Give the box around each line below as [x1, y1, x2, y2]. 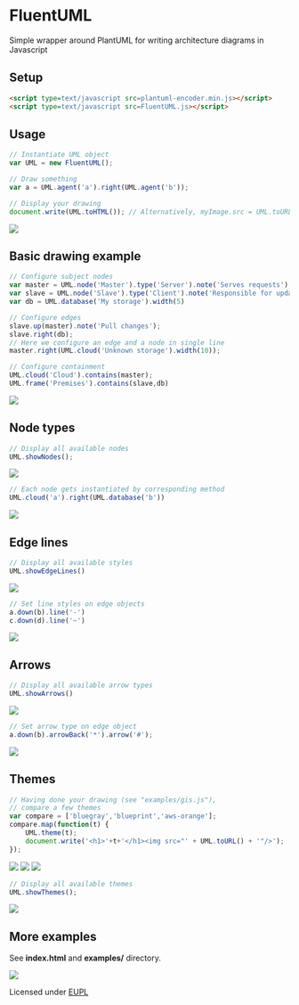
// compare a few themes [9, 804, 101, 813]
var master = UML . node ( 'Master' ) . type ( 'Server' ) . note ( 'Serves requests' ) [9, 281, 289, 290]
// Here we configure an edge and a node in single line [9, 338, 225, 347]
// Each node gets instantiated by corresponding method [9, 485, 225, 494]
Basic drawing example [9, 249, 141, 264]
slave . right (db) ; [9, 330, 74, 339]
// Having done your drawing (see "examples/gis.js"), [9, 795, 217, 805]
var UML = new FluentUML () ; [9, 159, 114, 167]
